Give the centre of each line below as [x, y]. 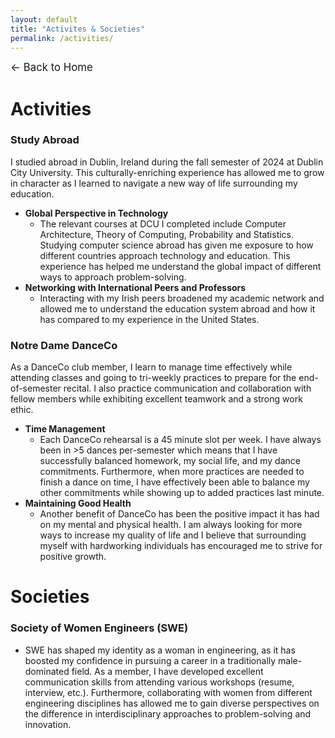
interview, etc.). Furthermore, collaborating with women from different [168, 692]
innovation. [48, 724]
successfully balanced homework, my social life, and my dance [170, 461]
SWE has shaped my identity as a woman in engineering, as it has [160, 650]
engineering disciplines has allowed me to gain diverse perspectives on [172, 703]
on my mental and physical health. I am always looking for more [171, 525]
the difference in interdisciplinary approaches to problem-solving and [168, 713]
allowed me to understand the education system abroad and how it [177, 308]
